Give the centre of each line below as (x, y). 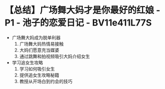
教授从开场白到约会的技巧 (46, 81)
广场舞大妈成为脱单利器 (36, 37)
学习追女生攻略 (27, 62)
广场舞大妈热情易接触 (41, 43)
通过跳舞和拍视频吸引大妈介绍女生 (55, 56)
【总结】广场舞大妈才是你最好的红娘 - (82, 10)
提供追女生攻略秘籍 (39, 75)
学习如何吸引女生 (37, 68)
